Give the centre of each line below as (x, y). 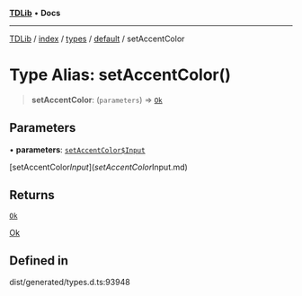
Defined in (39, 261)
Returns (32, 195)
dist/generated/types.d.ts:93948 (70, 283)
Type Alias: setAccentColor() (120, 75)
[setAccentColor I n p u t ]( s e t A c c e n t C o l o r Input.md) (99, 167)
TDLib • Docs (35, 13)
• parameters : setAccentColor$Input (77, 149)
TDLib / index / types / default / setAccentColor (97, 39)
